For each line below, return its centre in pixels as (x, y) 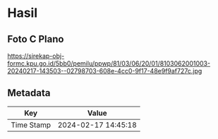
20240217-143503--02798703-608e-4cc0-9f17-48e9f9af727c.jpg (105, 71)
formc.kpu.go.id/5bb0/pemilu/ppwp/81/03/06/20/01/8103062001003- (109, 64)
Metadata (29, 93)
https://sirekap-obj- (36, 56)
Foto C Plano (36, 39)
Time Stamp (31, 125)
